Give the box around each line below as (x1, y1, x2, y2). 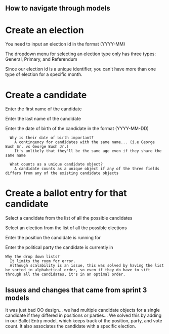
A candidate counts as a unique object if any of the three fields (14, 166, 159, 172)
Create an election (5, 24, 85, 36)
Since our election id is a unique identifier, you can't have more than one (5, 66, 156, 72)
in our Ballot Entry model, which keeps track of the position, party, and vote (5, 318, 162, 324)
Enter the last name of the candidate (5, 116, 81, 122)
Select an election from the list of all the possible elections (5, 225, 128, 231)
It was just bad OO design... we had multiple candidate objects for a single (5, 307, 160, 313)
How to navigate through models (5, 4, 110, 13)
